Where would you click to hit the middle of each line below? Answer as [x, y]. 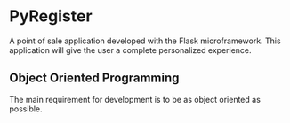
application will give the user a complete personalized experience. [130, 50]
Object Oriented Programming [94, 78]
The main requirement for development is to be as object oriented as [135, 99]
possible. [26, 109]
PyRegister [51, 16]
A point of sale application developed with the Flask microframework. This [145, 41]
